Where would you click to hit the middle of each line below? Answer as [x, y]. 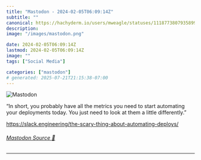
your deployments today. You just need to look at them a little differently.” [96, 113]
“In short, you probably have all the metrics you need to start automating [96, 106]
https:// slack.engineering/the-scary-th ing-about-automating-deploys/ [92, 124]
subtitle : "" [22, 17]
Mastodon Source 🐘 [31, 137]
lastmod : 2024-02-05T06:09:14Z [45, 50]
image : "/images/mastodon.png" [45, 34]
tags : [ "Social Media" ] [36, 61]
